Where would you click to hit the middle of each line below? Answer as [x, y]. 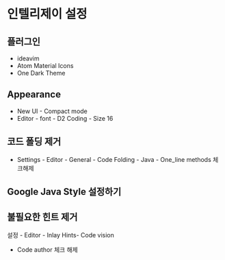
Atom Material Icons [45, 66]
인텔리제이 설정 [47, 14]
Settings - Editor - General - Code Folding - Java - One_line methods [114, 159]
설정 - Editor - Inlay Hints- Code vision [61, 235]
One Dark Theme [41, 73]
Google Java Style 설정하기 [64, 192]
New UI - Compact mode [52, 111]
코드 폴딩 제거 [34, 142]
